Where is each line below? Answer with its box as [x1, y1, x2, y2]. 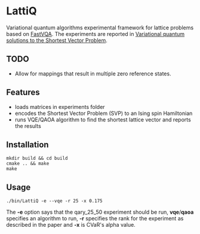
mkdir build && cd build [6, 156, 68, 162]
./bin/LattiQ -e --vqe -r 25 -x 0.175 [6, 198, 103, 204]
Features [6, 87, 40, 98]
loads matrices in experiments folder [14, 103, 106, 110]
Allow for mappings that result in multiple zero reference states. [14, 70, 171, 77]
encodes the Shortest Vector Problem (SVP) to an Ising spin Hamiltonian [14, 110, 193, 117]
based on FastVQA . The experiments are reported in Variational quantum [6, 30, 185, 37]
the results [14, 122, 42, 129]
